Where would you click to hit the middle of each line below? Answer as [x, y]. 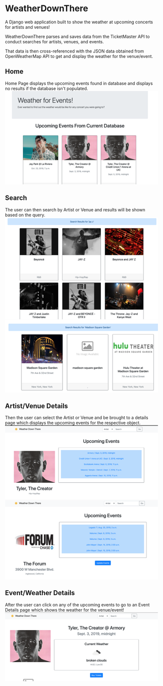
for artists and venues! [27, 27]
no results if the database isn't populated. [47, 88]
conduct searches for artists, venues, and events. [55, 41]
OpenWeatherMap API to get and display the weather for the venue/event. [79, 56]
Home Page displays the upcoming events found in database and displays [79, 83]
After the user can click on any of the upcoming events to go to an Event [77, 605]
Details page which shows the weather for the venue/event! [65, 610]
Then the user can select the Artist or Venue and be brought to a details [77, 418]
